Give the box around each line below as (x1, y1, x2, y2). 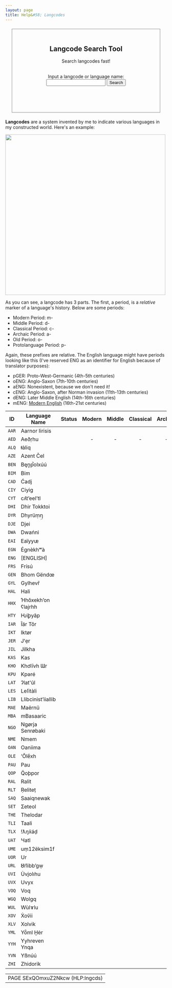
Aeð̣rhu (20, 436, 39, 443)
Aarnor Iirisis (20, 427, 52, 435)
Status (60, 416, 77, 423)
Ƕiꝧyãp (20, 612, 40, 619)
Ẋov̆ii (20, 912, 33, 920)
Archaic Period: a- (12, 331, 52, 337)
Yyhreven (20, 937, 45, 944)
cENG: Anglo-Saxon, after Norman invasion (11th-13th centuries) (12, 389, 148, 396)
